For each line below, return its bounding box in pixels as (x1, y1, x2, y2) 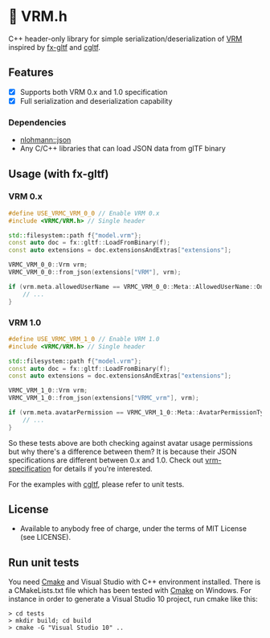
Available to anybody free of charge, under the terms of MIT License (19, 524, 247, 533)
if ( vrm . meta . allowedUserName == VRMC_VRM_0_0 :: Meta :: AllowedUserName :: (8, 282, 257, 290)
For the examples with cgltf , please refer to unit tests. (8, 479, 185, 489)
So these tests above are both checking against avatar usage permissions (8, 438, 253, 447)
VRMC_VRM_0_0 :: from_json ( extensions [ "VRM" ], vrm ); (8, 269, 182, 277)
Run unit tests (8, 555, 80, 570)
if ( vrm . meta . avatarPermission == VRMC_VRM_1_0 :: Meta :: (8, 409, 199, 417)
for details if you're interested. (52, 463, 153, 473)
